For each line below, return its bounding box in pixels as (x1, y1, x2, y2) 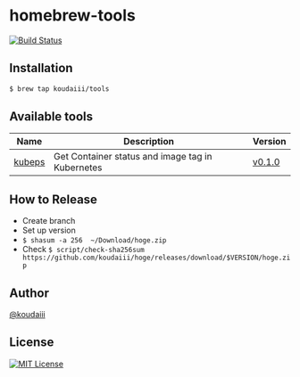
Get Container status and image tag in (53, 151, 212, 163)
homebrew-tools (9, 5, 136, 26)
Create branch (21, 216, 76, 226)
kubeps (13, 156, 46, 168)
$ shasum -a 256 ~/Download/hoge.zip (21, 236, 167, 245)
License (9, 335, 54, 350)
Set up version (21, 225, 76, 236)
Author (9, 285, 49, 300)
